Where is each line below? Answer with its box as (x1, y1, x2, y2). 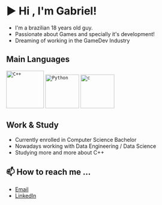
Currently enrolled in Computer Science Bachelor (14, 136, 137, 143)
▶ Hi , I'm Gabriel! (6, 4, 97, 18)
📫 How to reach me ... (6, 167, 91, 177)
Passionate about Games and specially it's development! (14, 30, 155, 37)
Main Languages (6, 54, 70, 64)
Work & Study (6, 120, 59, 130)
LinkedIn (14, 192, 37, 200)
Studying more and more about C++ (14, 148, 104, 156)
